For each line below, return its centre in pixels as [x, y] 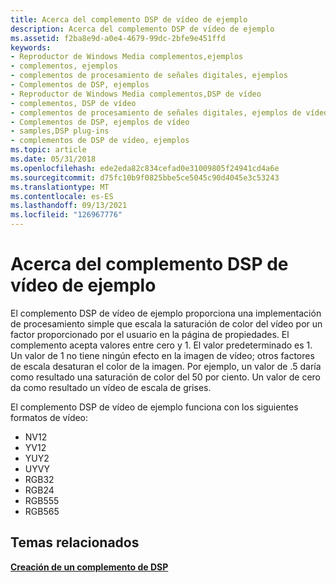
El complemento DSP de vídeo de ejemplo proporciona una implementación [166, 313]
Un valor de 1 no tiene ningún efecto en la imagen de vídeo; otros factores [162, 355]
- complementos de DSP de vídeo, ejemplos [100, 141]
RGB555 [42, 500]
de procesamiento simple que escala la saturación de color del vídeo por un [166, 323]
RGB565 [42, 511]
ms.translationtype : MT [60, 187]
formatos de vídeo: [49, 417]
